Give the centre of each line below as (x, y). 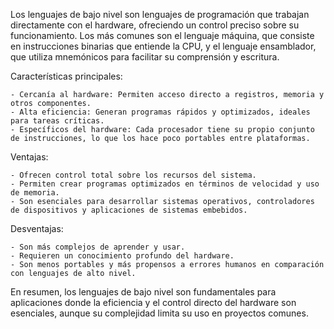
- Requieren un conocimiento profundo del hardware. (122, 256)
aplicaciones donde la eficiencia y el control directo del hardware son (153, 302)
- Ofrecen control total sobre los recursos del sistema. (133, 175)
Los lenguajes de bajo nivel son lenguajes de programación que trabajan (160, 14)
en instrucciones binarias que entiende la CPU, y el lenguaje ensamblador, (163, 46)
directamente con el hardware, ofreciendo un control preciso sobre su (155, 25)
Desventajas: (37, 228)
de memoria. (35, 193)
